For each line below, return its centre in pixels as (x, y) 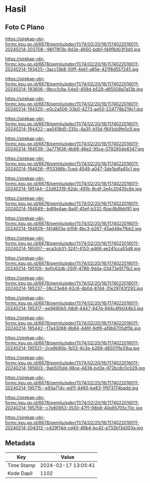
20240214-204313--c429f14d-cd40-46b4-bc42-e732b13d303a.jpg (74, 428)
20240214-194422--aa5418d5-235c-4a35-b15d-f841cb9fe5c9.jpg (72, 129)
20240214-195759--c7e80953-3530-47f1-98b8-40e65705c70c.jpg (74, 408)
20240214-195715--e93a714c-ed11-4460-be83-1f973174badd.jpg (72, 388)
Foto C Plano (25, 27)
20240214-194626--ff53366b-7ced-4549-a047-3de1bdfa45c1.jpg (72, 169)
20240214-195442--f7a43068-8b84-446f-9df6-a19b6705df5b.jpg (73, 328)
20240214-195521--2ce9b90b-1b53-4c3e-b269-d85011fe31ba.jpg (72, 348)
